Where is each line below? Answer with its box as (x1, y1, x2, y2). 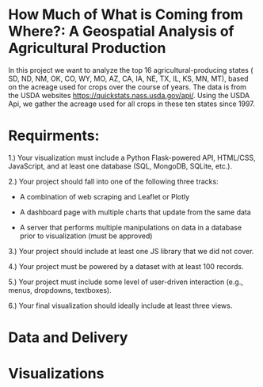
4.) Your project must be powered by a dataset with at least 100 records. (8, 261, 244, 271)
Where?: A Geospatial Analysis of (8, 22, 235, 40)
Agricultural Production (8, 40, 166, 57)
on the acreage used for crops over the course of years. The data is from (8, 82, 247, 92)
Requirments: (8, 127, 100, 145)
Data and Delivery (8, 328, 128, 347)
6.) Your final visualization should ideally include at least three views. (8, 301, 233, 310)
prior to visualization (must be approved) (19, 231, 153, 241)
